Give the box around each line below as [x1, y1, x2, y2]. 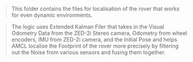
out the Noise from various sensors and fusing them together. [11, 49, 166, 56]
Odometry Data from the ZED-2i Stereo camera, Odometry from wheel [11, 29, 188, 37]
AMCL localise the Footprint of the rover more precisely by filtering [11, 42, 179, 49]
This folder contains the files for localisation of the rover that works [11, 5, 180, 12]
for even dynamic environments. [11, 11, 93, 19]
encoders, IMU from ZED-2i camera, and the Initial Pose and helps [11, 36, 177, 43]
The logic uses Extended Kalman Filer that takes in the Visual [11, 23, 164, 30]
